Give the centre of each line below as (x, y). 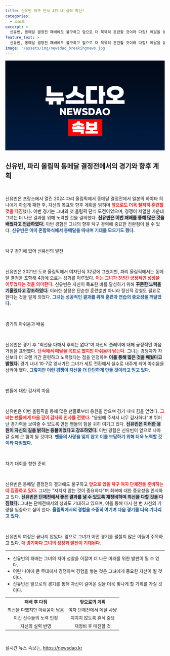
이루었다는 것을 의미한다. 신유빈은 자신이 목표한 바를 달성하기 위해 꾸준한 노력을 (83, 284)
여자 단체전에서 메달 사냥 (93, 610)
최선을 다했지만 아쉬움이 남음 (36, 610)
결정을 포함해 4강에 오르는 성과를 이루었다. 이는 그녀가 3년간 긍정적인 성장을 (85, 278)
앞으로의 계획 (93, 602)
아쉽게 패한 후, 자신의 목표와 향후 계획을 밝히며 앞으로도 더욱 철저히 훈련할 (91, 205)
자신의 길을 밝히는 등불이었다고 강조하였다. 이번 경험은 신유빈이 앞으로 (83, 430)
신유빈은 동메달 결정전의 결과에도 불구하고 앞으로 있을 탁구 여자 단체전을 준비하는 (84, 484)
